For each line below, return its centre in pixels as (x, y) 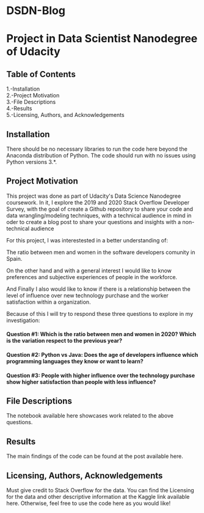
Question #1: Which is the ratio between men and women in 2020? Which (101, 334)
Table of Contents (41, 74)
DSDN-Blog (36, 11)
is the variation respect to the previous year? (64, 341)
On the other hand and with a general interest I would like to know (89, 271)
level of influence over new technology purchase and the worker (88, 295)
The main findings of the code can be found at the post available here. (95, 456)
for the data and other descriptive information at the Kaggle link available (98, 497)
